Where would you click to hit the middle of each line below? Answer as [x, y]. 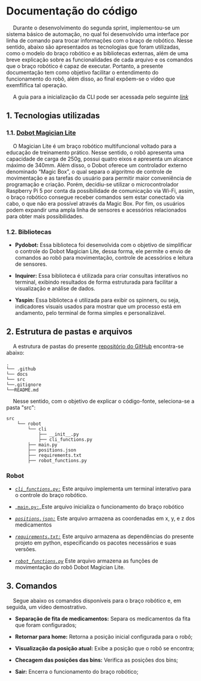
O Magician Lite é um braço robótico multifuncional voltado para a [95, 146]
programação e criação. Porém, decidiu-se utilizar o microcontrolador [92, 184]
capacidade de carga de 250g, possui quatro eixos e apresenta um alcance [100, 159]
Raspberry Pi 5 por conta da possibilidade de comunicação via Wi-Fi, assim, [100, 191]
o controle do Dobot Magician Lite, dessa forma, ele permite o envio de [103, 251]
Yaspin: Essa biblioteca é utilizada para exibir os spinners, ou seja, [97, 300]
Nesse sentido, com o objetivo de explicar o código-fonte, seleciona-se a [104, 401]
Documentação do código [72, 11]
